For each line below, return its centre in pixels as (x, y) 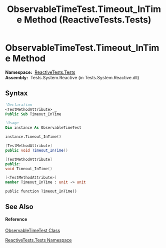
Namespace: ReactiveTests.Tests (40, 72)
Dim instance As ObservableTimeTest (43, 128)
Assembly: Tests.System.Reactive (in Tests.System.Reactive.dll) (72, 77)
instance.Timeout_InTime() (33, 137)
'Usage (12, 123)
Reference (16, 219)
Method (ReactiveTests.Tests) (88, 20)
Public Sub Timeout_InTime (33, 114)
